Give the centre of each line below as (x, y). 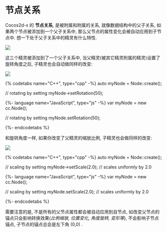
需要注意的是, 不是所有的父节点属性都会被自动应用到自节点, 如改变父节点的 (82, 211)
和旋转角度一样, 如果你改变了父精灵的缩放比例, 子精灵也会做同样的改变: (78, 138)
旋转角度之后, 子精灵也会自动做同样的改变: (49, 64)
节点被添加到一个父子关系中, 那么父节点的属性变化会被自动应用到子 (88, 31)
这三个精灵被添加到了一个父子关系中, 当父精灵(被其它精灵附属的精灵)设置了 (83, 58)
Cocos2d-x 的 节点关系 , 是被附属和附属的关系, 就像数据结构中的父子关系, (80, 25)
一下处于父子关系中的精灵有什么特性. (59, 38)
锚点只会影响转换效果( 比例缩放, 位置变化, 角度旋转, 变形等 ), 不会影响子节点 (82, 218)
